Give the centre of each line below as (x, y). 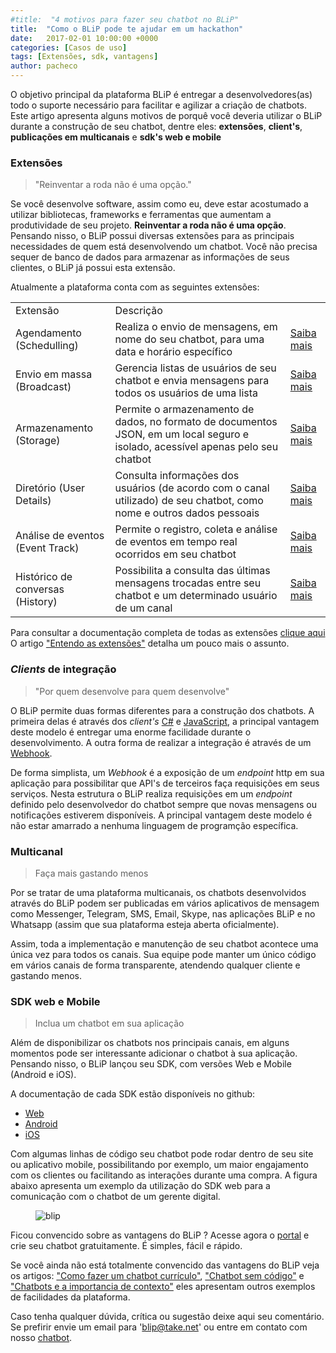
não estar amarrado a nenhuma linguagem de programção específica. (154, 825)
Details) (33, 501)
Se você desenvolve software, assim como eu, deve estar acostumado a (159, 204)
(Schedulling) (47, 346)
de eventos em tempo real (176, 542)
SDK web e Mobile (55, 1001)
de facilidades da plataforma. (70, 1297)
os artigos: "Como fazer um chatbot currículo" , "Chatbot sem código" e (157, 1276)
